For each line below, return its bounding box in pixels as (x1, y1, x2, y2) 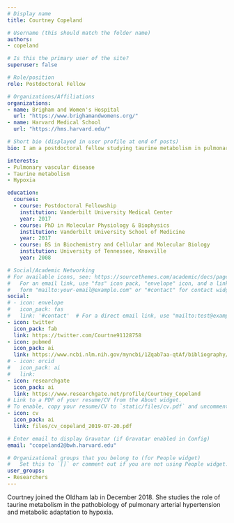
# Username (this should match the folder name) (7, 29, 151, 36)
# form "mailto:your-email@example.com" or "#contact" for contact (7, 286, 214, 293)
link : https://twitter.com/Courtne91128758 (13, 332, 141, 339)
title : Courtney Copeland (7, 17, 82, 24)
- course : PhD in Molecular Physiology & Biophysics (13, 221, 170, 229)
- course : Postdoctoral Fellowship (13, 202, 117, 209)
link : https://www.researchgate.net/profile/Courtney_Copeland (13, 390, 201, 397)
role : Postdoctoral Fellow (7, 80, 86, 87)
